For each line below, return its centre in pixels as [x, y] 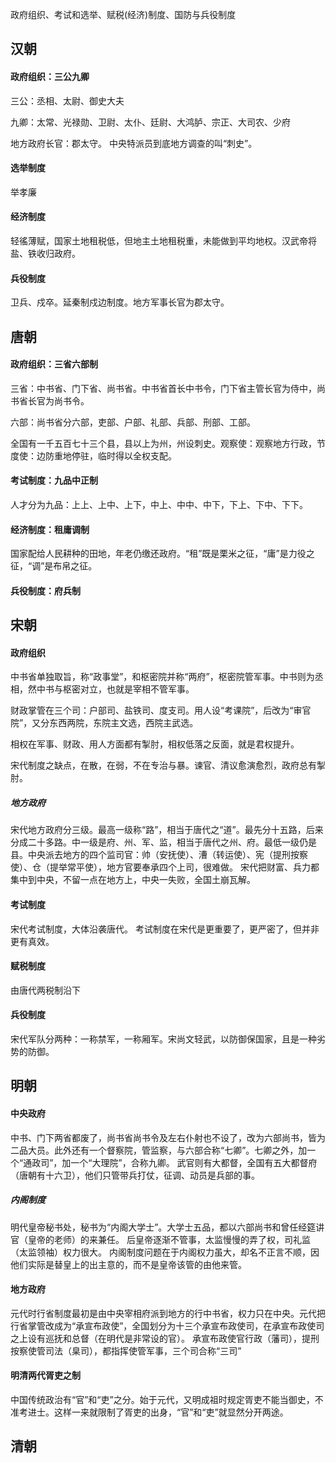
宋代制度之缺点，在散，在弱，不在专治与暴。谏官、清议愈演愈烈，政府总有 [163, 765]
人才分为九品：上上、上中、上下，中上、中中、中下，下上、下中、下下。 [159, 504]
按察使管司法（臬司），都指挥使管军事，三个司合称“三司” [126, 1350]
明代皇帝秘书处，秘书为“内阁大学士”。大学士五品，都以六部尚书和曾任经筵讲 [167, 1227]
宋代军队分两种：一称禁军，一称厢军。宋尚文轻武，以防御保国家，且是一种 [163, 1039]
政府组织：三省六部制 [54, 364]
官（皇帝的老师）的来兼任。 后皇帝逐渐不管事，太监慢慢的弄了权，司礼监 [160, 1239]
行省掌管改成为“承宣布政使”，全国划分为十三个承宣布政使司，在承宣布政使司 [167, 1325]
